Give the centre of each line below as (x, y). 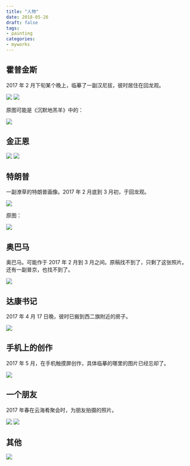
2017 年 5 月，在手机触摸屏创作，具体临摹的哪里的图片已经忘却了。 (88, 363)
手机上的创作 (29, 348)
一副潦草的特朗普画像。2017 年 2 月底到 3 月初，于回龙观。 (78, 192)
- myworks (18, 45)
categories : (21, 39)
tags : (13, 28)
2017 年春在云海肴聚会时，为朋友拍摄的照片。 (61, 410)
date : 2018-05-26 (27, 17)
